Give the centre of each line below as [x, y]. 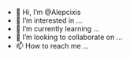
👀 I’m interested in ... [49, 20]
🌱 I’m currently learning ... [58, 29]
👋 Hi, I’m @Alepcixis [48, 12]
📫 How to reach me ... [52, 46]
